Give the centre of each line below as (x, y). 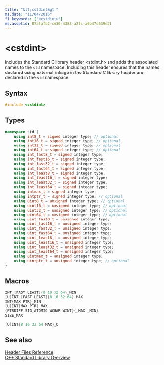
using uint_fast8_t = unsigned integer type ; (62, 219)
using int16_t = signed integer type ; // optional (67, 141)
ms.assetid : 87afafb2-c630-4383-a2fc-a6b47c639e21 (58, 24)
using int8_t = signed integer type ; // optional (66, 136)
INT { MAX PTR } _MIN (23, 302)
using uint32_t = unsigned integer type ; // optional (71, 210)
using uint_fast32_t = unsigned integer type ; (63, 229)
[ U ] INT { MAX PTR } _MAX (27, 306)
